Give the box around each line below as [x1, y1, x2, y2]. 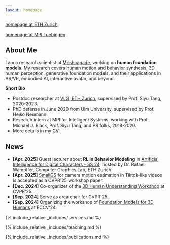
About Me [5, 46, 37, 55]
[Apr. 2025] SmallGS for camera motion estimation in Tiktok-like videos [12, 172, 162, 178]
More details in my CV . [12, 128, 60, 134]
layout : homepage [5, 7, 42, 13]
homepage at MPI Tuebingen [5, 31, 66, 37]
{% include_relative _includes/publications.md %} [5, 234, 109, 240]
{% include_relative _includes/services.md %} [5, 215, 101, 221]
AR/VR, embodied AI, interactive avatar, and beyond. [5, 76, 115, 82]
